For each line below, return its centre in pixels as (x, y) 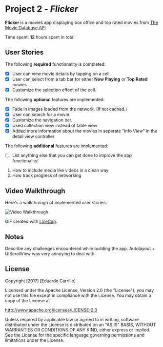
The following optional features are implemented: (55, 99)
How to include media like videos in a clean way (60, 170)
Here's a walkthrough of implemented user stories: (56, 203)
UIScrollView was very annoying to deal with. (51, 253)
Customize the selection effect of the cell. (54, 90)
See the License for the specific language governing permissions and (75, 335)
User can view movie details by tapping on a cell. (61, 74)
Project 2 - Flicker (42, 9)
